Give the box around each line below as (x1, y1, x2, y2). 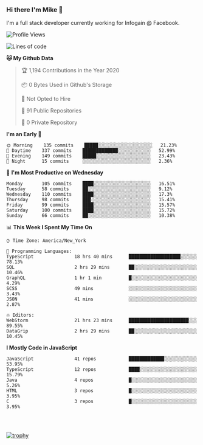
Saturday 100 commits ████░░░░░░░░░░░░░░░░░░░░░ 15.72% (6, 207, 175, 213)
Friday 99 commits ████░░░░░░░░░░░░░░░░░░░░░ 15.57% (6, 202, 175, 209)
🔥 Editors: (6, 312, 35, 319)
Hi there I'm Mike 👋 (6, 5, 63, 14)
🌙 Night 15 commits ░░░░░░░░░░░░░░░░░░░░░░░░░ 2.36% (6, 158, 173, 165)
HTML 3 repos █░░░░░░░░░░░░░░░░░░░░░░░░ (6, 388, 198, 394)
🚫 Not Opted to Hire (21, 95, 71, 103)
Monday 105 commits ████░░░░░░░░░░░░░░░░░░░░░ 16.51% (6, 181, 175, 187)
